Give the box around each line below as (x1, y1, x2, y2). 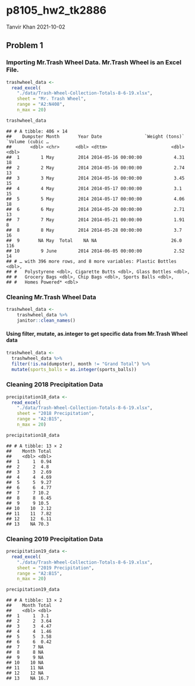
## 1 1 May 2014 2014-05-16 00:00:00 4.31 (6, 154, 185, 161)
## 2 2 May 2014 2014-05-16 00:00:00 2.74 (6, 165, 185, 171)
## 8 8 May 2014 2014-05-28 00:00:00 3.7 (6, 227, 183, 233)
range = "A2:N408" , (17, 102, 65, 108)
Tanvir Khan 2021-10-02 (6, 23, 65, 30)
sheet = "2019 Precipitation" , (17, 565, 95, 571)
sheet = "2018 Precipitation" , (17, 411, 95, 417)
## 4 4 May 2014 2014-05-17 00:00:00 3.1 (6, 185, 183, 191)
